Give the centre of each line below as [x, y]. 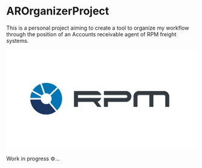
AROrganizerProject [58, 11]
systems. [18, 40]
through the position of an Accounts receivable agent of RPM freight [91, 34]
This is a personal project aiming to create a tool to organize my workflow [98, 28]
